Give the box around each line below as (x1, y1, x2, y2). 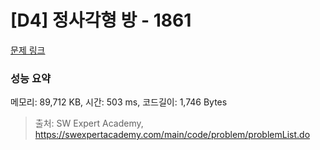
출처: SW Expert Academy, (34, 117, 144, 130)
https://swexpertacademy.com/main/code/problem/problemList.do (34, 129, 311, 141)
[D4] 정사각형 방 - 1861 (10, 9, 192, 32)
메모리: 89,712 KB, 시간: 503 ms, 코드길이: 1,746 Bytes (10, 96, 228, 108)
